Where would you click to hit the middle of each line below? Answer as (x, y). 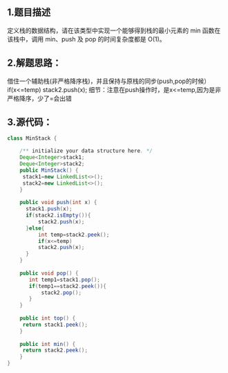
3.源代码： (30, 122)
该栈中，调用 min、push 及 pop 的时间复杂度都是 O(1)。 (86, 39)
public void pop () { (49, 273)
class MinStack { (32, 138)
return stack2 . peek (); (55, 351)
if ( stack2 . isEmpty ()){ (58, 216)
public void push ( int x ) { (58, 203)
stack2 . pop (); (61, 293)
